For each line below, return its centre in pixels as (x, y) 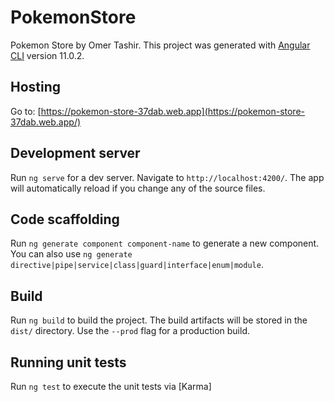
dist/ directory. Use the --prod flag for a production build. (130, 331)
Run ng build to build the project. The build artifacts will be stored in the (159, 320)
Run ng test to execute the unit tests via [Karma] (111, 386)
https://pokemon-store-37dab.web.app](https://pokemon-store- (172, 111)
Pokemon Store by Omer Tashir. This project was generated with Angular (160, 45)
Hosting (36, 87)
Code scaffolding (65, 219)
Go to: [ (26, 111)
